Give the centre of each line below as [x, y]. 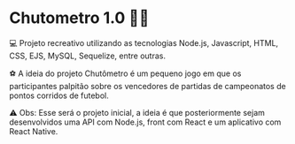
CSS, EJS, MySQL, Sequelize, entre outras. [88, 56]
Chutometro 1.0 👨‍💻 [79, 18]
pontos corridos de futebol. [59, 95]
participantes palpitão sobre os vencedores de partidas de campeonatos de [147, 86]
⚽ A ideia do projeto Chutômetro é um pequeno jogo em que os [125, 73]
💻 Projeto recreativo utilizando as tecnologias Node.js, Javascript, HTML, [144, 42]
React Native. [34, 131]
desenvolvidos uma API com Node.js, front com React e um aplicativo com [145, 122]
